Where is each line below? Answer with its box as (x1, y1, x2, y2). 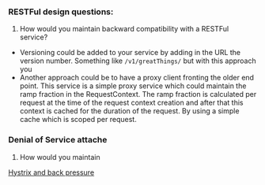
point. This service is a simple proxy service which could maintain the (19, 81, 247, 91)
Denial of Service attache (8, 135, 108, 146)
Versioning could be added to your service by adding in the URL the (19, 48, 241, 57)
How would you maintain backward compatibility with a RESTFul (19, 24, 229, 34)
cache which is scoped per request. (19, 115, 137, 124)
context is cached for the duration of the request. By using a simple (19, 106, 240, 116)
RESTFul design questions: (8, 6, 114, 17)
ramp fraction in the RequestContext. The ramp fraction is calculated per (19, 90, 257, 99)
